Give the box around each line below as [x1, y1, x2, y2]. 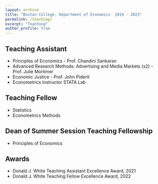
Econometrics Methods [12, 112, 61, 118]
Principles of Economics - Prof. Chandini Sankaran [12, 58, 116, 64]
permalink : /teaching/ [5, 17, 52, 22]
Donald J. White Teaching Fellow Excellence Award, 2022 [12, 173, 131, 179]
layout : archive [5, 7, 39, 13]
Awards [5, 154, 30, 163]
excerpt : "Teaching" [5, 21, 48, 27]
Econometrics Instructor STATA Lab [12, 79, 86, 85]
